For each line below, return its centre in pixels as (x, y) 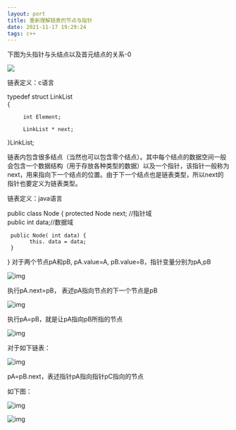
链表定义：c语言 (31, 82)
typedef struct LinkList (40, 97)
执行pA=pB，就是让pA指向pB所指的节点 (65, 319)
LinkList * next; (48, 130)
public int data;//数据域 (41, 222)
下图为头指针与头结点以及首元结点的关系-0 (69, 54)
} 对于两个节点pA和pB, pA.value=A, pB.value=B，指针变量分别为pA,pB (109, 262)
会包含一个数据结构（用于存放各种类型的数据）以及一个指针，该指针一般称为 (118, 166)
